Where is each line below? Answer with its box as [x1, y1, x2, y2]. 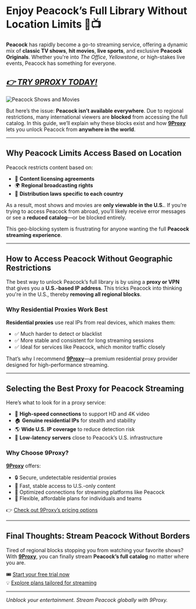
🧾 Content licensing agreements [14, 175, 95, 182]
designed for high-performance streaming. [6, 361, 109, 368]
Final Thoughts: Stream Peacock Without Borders [6, 531, 191, 541]
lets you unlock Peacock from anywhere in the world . [6, 126, 136, 133]
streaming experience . [6, 231, 62, 238]
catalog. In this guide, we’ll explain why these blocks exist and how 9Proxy [6, 119, 186, 126]
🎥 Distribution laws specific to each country [14, 190, 124, 197]
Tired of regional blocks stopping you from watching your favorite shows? [6, 546, 184, 553]
